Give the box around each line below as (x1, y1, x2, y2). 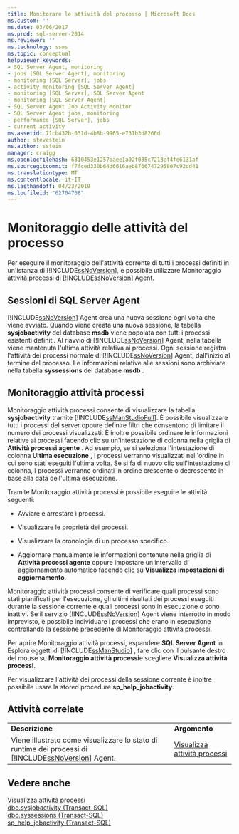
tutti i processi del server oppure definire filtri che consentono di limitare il (7, 421, 224, 429)
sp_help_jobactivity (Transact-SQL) (7, 818, 112, 827)
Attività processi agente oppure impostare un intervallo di (17, 558, 189, 566)
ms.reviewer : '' (7, 37, 55, 44)
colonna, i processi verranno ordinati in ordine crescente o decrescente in (7, 466, 224, 474)
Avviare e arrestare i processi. (17, 509, 106, 517)
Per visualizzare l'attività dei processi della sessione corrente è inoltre (7, 674, 212, 684)
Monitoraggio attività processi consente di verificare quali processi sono (7, 587, 219, 595)
